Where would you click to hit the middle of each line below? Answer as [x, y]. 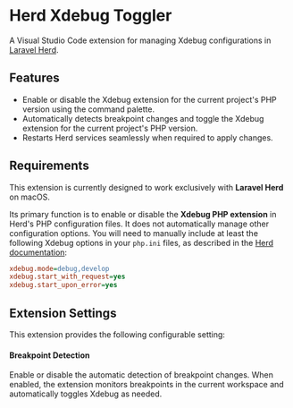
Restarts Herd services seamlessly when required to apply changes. [148, 137]
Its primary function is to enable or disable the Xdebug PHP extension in [143, 214]
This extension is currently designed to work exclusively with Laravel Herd [146, 187]
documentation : [38, 252]
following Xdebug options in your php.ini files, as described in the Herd [142, 242]
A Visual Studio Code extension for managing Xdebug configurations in [140, 40]
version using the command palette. [88, 109]
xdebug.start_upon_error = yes [63, 285]
